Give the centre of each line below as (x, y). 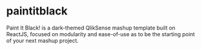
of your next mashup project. (42, 40)
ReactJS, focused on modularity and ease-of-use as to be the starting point (100, 34)
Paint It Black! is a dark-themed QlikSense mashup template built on (91, 28)
